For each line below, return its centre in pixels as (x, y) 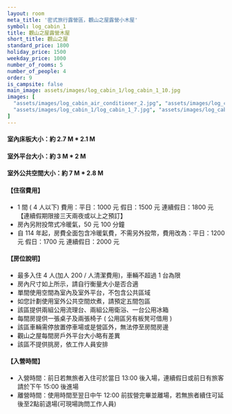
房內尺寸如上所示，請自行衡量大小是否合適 (78, 284)
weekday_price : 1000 (37, 59)
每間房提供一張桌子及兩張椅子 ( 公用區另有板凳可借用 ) (95, 318)
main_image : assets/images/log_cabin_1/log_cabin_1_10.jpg (94, 90)
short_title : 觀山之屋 (38, 39)
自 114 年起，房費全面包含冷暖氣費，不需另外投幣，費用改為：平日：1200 (121, 233)
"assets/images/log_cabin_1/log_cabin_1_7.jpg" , (85, 110)
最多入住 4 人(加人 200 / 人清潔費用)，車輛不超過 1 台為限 (99, 275)
